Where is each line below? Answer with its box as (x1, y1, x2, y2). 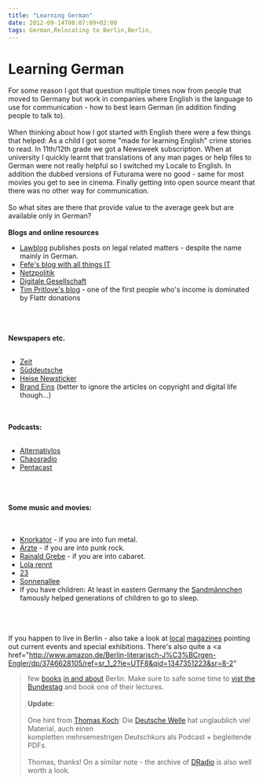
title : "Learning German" (8, 11, 93, 20)
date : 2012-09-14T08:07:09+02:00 (8, 19, 118, 27)
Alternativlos (19, 446, 61, 456)
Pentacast (19, 463, 53, 472)
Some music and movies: (8, 503, 93, 512)
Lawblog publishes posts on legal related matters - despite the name (19, 243, 242, 252)
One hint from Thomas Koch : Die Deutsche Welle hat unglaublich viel (27, 716, 251, 725)
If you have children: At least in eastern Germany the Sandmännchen (19, 585, 243, 594)
